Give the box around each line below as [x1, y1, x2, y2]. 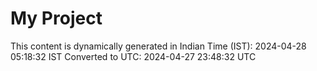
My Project [10, 7, 103, 30]
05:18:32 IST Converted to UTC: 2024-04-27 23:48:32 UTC [10, 50, 257, 62]
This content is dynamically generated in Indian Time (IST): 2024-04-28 [10, 40, 307, 52]
